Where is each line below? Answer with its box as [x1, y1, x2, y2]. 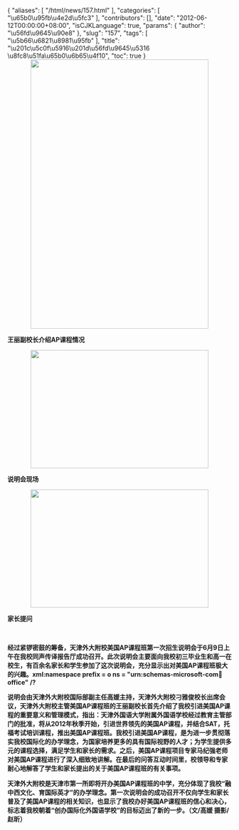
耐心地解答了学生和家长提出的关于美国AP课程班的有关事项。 [7, 764, 185, 772]
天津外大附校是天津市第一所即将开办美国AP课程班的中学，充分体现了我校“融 [7, 779, 232, 787]
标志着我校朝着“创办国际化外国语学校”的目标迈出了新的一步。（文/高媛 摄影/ [7, 806, 230, 814]
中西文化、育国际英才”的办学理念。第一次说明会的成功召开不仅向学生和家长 [7, 788, 229, 796]
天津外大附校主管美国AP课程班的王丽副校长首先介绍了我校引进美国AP [19, 702, 225, 710]
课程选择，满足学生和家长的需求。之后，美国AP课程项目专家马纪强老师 [19, 747, 228, 754]
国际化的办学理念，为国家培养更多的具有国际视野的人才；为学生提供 [26, 737, 225, 746]
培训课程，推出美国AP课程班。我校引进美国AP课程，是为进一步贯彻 [26, 729, 225, 737]
